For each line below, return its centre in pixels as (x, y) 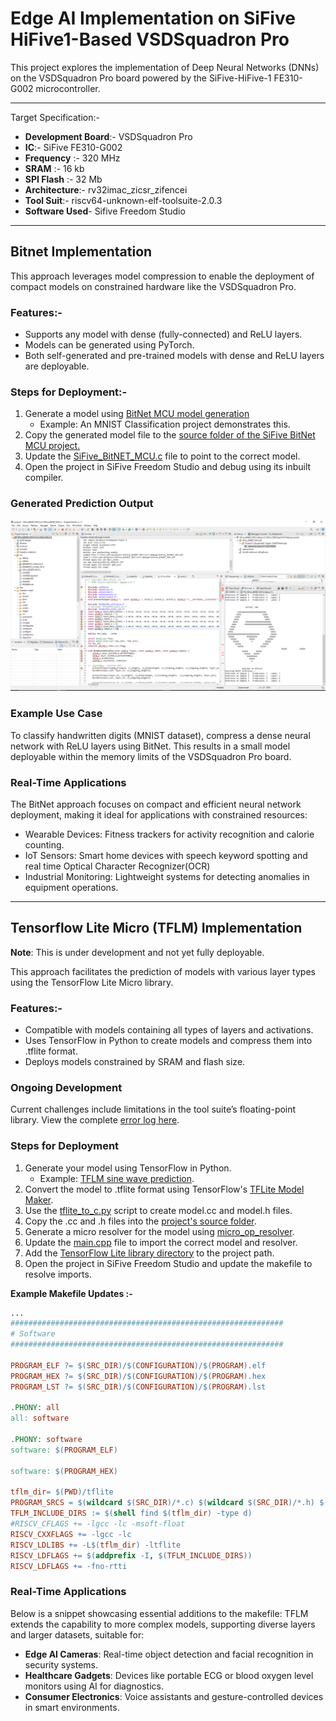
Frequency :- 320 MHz (72, 158)
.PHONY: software (46, 1440)
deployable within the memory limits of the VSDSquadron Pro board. (151, 756)
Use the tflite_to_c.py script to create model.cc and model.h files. (158, 1210)
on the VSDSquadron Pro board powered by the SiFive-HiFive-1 (141, 78)
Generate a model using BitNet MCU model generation (137, 414)
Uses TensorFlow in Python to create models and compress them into (168, 1040)
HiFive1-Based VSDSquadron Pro (150, 39)
